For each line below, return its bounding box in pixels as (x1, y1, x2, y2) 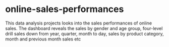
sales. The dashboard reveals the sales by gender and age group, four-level (5, 25, 163, 31)
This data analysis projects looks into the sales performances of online (5, 20, 152, 26)
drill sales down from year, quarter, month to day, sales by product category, (5, 30, 164, 36)
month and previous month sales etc (5, 36, 81, 42)
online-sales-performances (5, 3, 124, 15)
